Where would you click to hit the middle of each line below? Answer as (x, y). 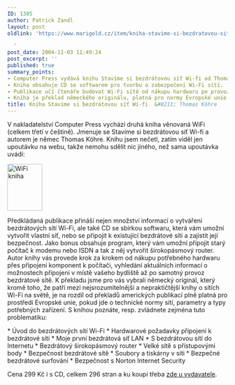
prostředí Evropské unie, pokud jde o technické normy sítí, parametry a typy (116, 302)
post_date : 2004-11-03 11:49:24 (54, 52)
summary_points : (31, 72)
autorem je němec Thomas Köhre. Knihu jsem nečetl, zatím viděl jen (105, 139)
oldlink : (20, 33)
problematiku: (27, 317)
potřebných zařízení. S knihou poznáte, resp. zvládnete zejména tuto (106, 310)
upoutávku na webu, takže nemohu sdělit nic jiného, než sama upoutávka (113, 147)
